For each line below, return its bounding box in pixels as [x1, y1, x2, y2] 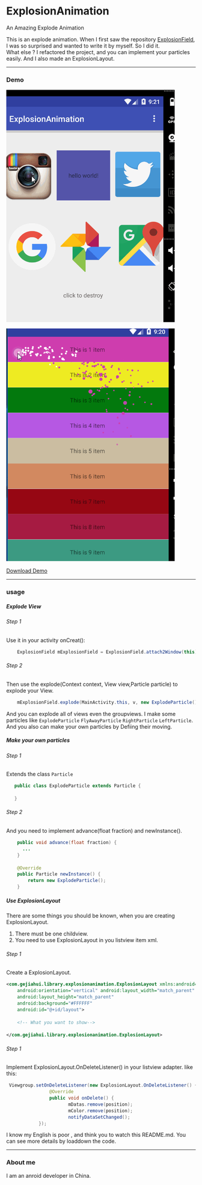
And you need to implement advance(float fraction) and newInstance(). [6, 827, 182, 834]
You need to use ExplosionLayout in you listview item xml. [14, 937, 158, 944]
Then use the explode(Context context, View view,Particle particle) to [6, 681, 179, 688]
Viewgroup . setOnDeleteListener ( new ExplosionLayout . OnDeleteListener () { [8, 1082, 198, 1089]
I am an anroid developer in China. [6, 1172, 91, 1179]
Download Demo [6, 567, 48, 575]
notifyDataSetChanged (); [68, 1114, 130, 1120]
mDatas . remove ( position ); [68, 1101, 133, 1107]
